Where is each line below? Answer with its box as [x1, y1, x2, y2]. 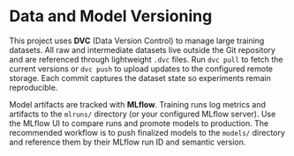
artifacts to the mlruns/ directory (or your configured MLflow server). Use [9, 108, 276, 119]
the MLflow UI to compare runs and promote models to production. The [9, 117, 269, 129]
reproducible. [9, 82, 58, 93]
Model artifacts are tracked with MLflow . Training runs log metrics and [9, 99, 267, 109]
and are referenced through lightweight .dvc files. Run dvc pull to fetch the [9, 54, 284, 64]
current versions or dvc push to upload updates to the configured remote [9, 63, 274, 74]
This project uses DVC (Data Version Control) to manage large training [9, 35, 265, 46]
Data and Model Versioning [9, 6, 213, 26]
